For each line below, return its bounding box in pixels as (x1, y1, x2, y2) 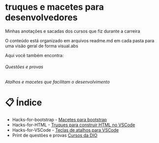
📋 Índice (5, 97, 42, 108)
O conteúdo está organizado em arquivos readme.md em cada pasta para (5, 37, 155, 43)
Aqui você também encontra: (5, 52, 64, 58)
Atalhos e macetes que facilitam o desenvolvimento (5, 79, 110, 85)
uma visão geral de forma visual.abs (5, 43, 79, 49)
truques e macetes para (5, 1, 104, 13)
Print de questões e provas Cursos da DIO (12, 132, 98, 139)
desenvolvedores (5, 12, 78, 23)
